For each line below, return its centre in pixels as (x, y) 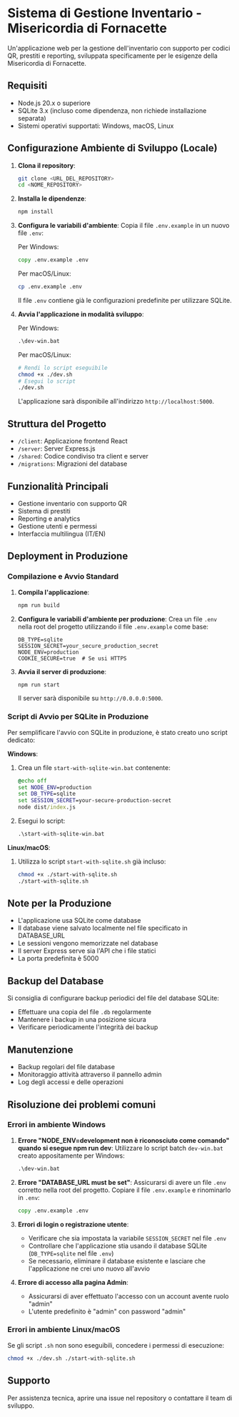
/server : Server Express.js (56, 449)
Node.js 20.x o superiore (54, 103)
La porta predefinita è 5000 (58, 958)
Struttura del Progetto (57, 424)
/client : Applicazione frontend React (73, 441)
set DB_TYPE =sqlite (47, 794)
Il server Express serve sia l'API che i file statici (87, 951)
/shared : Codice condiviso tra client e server (83, 456)
